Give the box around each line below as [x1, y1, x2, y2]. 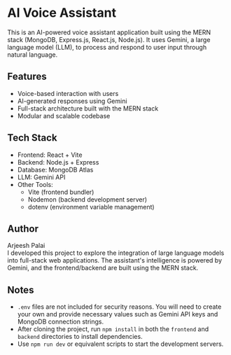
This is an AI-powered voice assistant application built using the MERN [7, 28, 211, 36]
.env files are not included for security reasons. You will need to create [17, 302, 222, 311]
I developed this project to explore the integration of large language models [7, 249, 225, 257]
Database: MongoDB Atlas [17, 165, 94, 174]
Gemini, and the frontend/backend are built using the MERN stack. [7, 264, 199, 272]
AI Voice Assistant [7, 5, 117, 21]
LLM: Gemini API [17, 173, 66, 181]
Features [7, 71, 47, 83]
